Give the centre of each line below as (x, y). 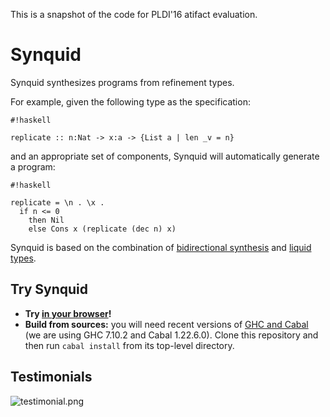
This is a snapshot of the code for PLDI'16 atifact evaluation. (134, 14)
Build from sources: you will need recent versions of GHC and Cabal (166, 324)
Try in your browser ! (68, 313)
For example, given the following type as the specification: (130, 101)
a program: (33, 166)
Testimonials (51, 377)
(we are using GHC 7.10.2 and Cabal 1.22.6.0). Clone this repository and (171, 335)
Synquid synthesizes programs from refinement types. (122, 82)
